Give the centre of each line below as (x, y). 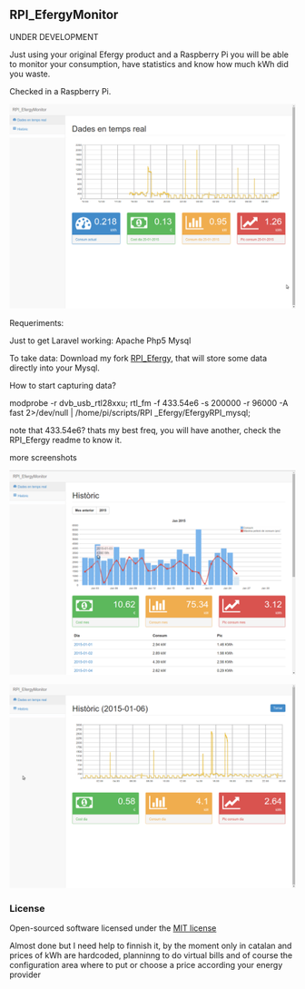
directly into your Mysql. (54, 368)
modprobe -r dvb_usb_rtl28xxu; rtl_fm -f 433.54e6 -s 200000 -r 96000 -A (149, 402)
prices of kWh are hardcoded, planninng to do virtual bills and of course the (151, 955)
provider (25, 974)
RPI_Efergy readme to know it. (66, 440)
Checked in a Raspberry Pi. (60, 91)
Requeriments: (37, 322)
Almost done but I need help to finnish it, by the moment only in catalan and (151, 945)
